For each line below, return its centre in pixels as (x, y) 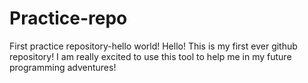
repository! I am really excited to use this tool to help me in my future (150, 56)
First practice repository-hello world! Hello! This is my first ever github (153, 46)
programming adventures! (63, 67)
